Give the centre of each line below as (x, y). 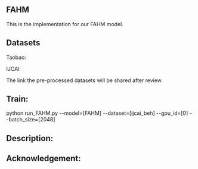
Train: (17, 99)
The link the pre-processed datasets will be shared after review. (84, 80)
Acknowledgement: (44, 159)
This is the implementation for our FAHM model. (65, 24)
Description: (30, 138)
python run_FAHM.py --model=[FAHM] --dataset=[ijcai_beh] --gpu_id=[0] (97, 113)
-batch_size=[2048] (31, 120)
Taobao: (16, 57)
